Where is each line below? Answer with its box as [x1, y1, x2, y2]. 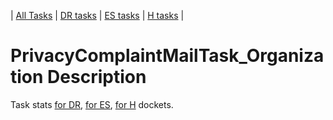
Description [47, 66, 147, 89]
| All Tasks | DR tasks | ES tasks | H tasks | [10, 10, 185, 21]
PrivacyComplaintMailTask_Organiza [10, 45, 325, 67]
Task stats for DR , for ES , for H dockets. [10, 98, 174, 110]
